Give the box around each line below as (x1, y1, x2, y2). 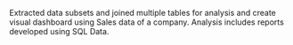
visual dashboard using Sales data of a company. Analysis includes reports (9, 17, 285, 27)
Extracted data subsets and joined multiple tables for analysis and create (9, 8, 276, 18)
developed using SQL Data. (9, 26, 110, 36)
